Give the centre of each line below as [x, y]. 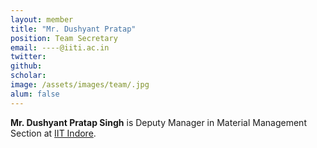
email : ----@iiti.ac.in [60, 47]
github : [26, 66]
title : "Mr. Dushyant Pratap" [73, 29]
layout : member [42, 19]
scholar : [28, 76]
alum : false [35, 94]
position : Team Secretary [64, 38]
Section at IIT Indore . [53, 133]
